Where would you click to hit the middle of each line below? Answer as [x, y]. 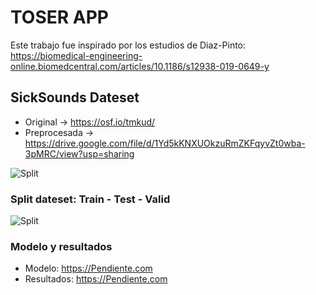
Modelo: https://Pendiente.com [88, 268]
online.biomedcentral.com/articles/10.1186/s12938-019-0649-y [140, 66]
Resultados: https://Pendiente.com [96, 279]
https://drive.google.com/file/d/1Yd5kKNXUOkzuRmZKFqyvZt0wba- [165, 143]
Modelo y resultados [61, 246]
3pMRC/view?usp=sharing [79, 153]
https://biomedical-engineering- [76, 55]
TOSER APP [59, 17]
